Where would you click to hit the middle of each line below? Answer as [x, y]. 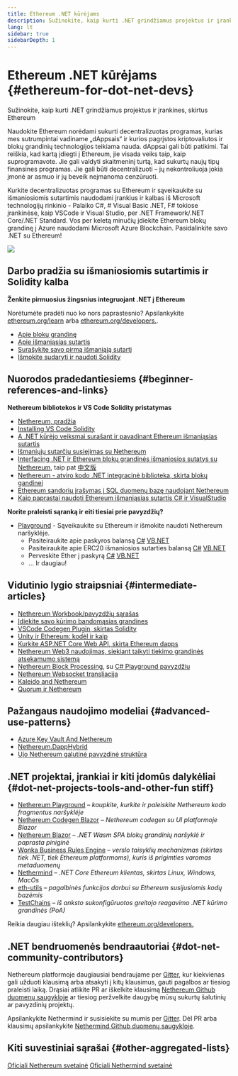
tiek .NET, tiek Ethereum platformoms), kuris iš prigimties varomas [114, 858]
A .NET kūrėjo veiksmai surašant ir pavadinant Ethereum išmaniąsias [117, 436]
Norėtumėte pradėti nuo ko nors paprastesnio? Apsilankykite [96, 313]
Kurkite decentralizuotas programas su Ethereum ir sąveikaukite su [105, 190]
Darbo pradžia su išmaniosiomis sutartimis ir [108, 271]
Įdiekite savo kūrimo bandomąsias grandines [83, 621]
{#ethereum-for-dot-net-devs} [101, 90]
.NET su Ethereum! [35, 235]
